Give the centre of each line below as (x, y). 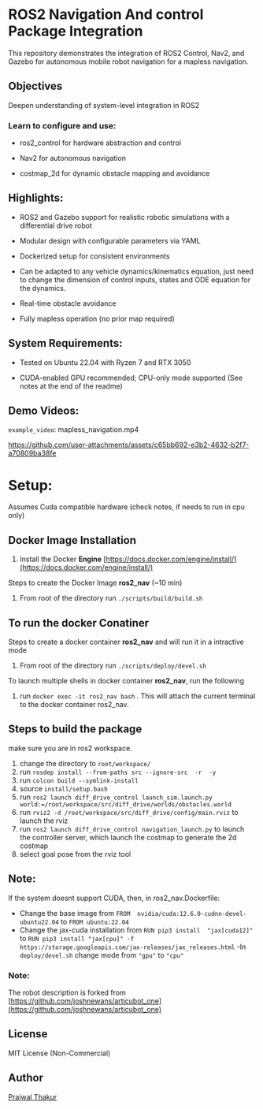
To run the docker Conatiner (79, 623)
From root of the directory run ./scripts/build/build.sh (111, 598)
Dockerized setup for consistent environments (95, 256)
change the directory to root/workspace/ (85, 763)
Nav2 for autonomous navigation (72, 158)
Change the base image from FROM (75, 913)
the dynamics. (43, 288)
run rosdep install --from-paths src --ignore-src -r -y (118, 772)
